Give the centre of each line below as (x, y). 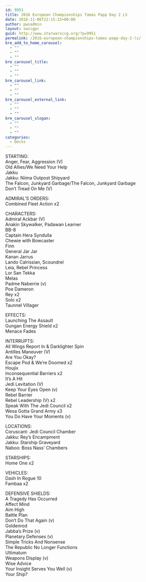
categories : (18, 137)
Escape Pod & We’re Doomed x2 (39, 362)
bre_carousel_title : (27, 62)
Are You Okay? (21, 357)
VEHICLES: (17, 473)
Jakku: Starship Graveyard (33, 443)
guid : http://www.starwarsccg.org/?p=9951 (51, 33)
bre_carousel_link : (26, 81)
